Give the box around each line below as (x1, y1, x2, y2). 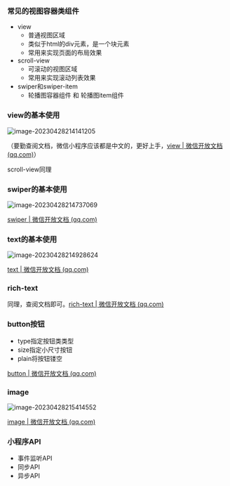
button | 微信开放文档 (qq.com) (7, 369, 97, 377)
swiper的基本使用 (7, 184, 68, 194)
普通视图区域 (27, 31, 65, 39)
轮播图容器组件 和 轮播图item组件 (27, 91, 124, 100)
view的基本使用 (7, 110, 60, 120)
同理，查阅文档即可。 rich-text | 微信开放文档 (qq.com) (7, 300, 164, 308)
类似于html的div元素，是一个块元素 (27, 40, 130, 48)
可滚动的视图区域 (27, 65, 78, 73)
